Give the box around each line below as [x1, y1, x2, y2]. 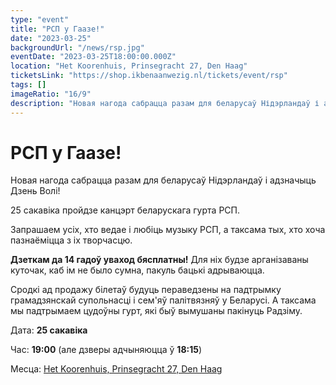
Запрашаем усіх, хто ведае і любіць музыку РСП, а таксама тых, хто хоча [10, 224, 326, 236]
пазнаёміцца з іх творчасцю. [10, 234, 133, 246]
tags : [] [10, 80, 47, 90]
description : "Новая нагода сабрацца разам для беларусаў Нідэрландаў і [10, 98, 320, 108]
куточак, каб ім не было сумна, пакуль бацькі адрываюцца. [10, 264, 265, 276]
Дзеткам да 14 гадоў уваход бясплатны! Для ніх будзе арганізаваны [10, 254, 309, 266]
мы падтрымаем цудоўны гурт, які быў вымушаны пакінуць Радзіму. [10, 305, 303, 317]
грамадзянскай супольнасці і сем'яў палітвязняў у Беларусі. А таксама [10, 294, 317, 306]
